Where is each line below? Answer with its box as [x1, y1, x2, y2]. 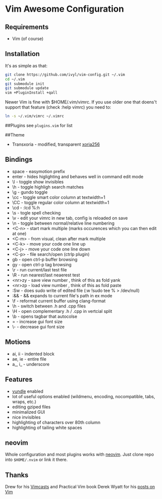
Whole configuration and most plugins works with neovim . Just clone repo [5, 452, 154, 458]
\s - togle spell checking [12, 210, 61, 215]
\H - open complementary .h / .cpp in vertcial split [12, 308, 112, 314]
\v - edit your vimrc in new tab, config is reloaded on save [12, 215, 128, 221]
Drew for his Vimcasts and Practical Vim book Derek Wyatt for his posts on [5, 484, 155, 490]
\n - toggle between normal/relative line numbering [12, 220, 115, 226]
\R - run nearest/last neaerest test [12, 272, 80, 278]
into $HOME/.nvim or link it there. [5, 457, 68, 462]
